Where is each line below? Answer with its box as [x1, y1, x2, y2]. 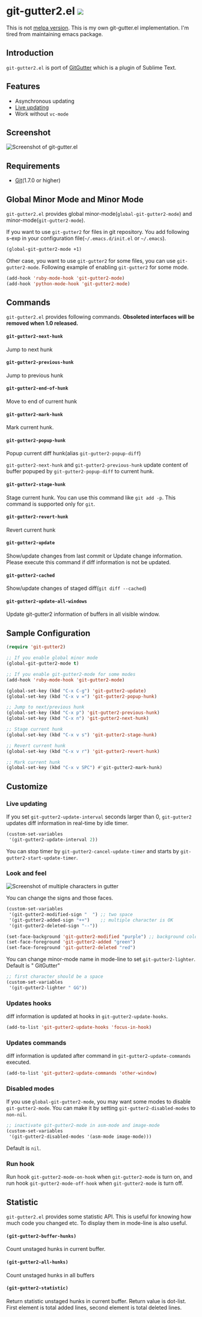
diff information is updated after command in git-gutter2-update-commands [6, 1052, 191, 1060]
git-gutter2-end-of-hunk [6, 385, 69, 391]
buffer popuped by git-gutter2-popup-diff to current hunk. [6, 468, 155, 475]
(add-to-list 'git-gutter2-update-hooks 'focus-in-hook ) [6, 1024, 152, 1031]
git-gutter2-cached [6, 573, 55, 579]
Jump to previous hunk [6, 372, 64, 379]
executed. [6, 1058, 31, 1066]
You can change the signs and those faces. [6, 894, 114, 901]
